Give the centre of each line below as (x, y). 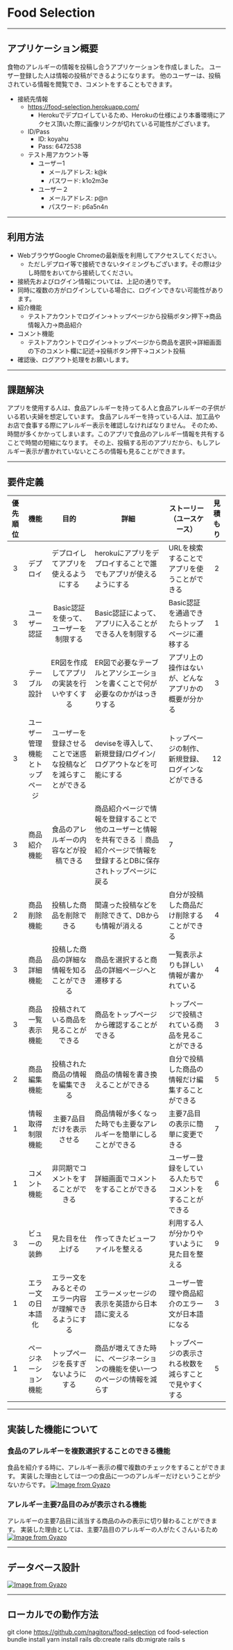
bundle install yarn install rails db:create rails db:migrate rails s (96, 1639)
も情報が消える (119, 926)
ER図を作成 (69, 663)
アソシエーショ (133, 673)
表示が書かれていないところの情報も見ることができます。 (107, 451)
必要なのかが (115, 694)
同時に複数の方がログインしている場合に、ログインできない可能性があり (120, 290)
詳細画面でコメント (126, 1179)
